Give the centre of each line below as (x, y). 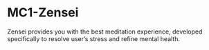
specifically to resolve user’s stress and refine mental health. (94, 38)
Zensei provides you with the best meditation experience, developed (105, 32)
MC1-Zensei (43, 13)
